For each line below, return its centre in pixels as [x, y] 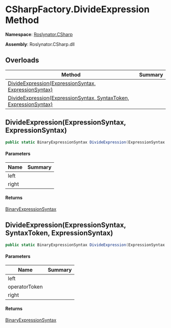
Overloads [22, 60]
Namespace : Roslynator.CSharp [39, 34]
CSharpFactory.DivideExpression [78, 9]
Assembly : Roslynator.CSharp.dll [40, 44]
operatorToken [25, 287]
